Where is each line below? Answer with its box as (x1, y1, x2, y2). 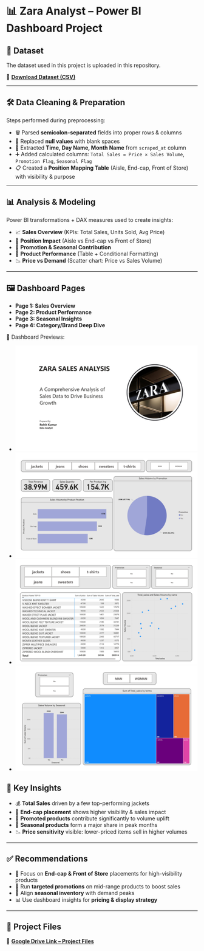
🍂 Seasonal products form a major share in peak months (15, 821, 158, 828)
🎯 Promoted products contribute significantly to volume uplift (15, 815, 169, 822)
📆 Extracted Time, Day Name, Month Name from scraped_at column (15, 144, 186, 151)
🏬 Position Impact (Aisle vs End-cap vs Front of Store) (15, 237, 152, 244)
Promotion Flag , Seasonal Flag (15, 157, 92, 164)
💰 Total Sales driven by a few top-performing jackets (15, 800, 150, 807)
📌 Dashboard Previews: (6, 333, 65, 341)
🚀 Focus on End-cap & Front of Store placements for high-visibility (15, 870, 183, 877)
